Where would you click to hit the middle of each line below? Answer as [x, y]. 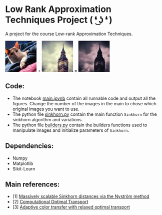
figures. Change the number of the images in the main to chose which [84, 103]
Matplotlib [23, 163]
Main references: [32, 184]
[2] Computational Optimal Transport [50, 202]
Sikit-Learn [24, 168]
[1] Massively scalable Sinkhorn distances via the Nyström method [81, 196]
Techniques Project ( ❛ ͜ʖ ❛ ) [59, 20]
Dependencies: [29, 146]
